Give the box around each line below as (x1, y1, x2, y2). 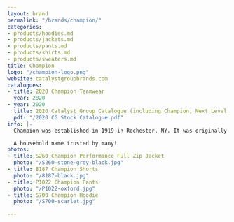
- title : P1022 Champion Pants (7, 179, 99, 186)
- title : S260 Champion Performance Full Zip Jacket (7, 153, 165, 160)
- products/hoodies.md (7, 29, 74, 37)
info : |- (7, 120, 33, 128)
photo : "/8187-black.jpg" (13, 172, 90, 179)
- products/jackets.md (7, 36, 74, 43)
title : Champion (7, 62, 55, 69)
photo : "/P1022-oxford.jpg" (13, 185, 96, 192)
